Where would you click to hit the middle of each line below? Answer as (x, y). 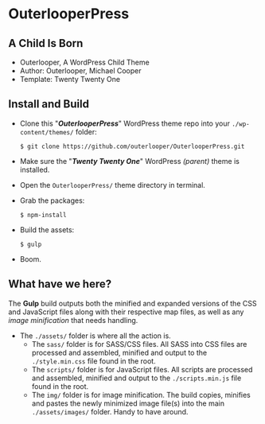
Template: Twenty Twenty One (70, 79)
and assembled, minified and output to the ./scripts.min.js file (136, 378)
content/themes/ (47, 132)
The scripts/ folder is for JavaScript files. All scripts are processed (142, 369)
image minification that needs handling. (73, 320)
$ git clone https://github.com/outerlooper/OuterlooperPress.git (132, 146)
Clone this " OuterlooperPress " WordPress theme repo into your (125, 123)
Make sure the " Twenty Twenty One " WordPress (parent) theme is (130, 161)
